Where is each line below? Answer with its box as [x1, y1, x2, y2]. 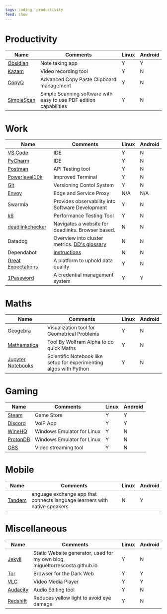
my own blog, [33, 556, 65, 563]
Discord [7, 420, 26, 427]
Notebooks [7, 362, 34, 369]
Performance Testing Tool [53, 212, 114, 219]
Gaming [5, 385, 38, 397]
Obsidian [7, 60, 29, 67]
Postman [7, 166, 28, 173]
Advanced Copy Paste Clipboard [40, 76, 117, 83]
